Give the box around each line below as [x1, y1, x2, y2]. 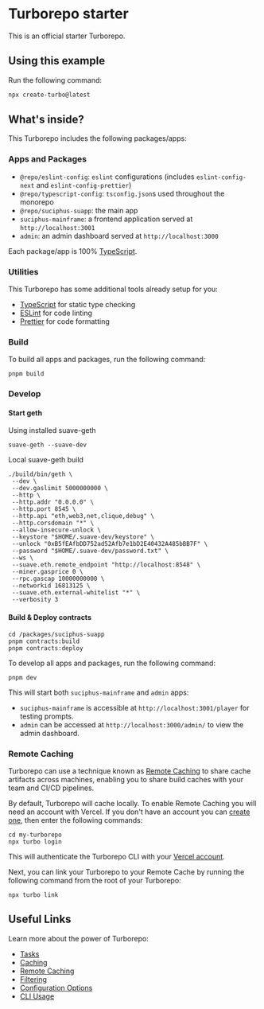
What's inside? [8, 113, 85, 127]
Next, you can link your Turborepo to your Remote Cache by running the [8, 867, 245, 876]
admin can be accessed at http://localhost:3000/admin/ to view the [19, 719, 244, 729]
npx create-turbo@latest [8, 91, 91, 99]
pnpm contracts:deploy [8, 644, 83, 653]
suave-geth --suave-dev [8, 441, 87, 450]
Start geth [8, 407, 42, 418]
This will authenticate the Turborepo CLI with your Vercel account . [8, 851, 225, 861]
